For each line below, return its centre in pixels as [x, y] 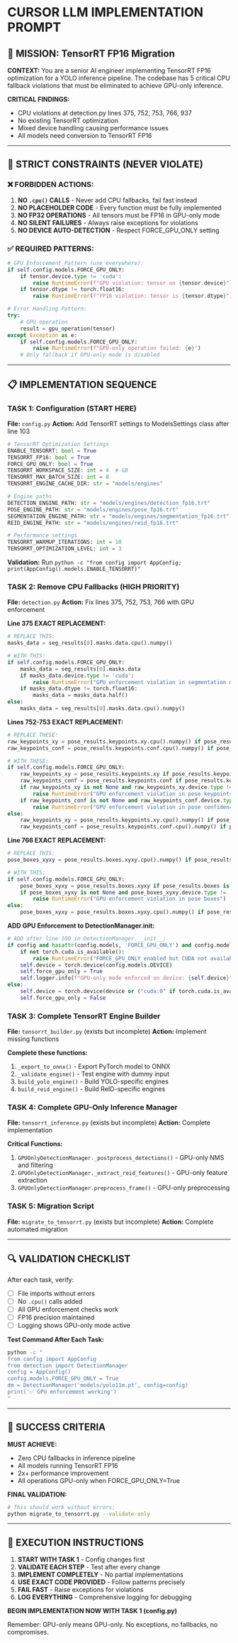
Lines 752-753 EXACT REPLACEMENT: [66, 722]
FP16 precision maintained [56, 1317]
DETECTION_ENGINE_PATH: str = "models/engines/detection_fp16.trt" [109, 503]
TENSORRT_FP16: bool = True [49, 457]
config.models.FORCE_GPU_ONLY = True [63, 1379]
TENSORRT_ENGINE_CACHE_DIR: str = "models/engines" [85, 484]
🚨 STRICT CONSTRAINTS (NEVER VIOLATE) [105, 165]
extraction [32, 1181]
